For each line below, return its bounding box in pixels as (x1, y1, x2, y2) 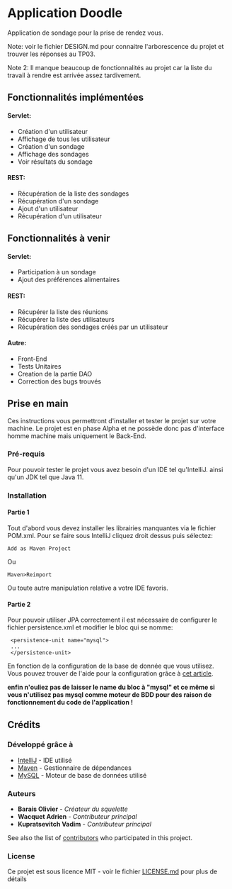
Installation (7, 491, 47, 501)
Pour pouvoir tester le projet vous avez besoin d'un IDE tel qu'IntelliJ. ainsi (7, 465, 224, 474)
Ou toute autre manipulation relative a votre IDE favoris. (7, 583, 168, 592)
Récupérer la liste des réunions (17, 307, 108, 316)
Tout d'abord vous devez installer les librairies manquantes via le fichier (7, 523, 216, 532)
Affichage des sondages (17, 150, 90, 158)
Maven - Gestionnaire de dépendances (17, 764, 132, 772)
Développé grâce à (7, 739, 74, 749)
